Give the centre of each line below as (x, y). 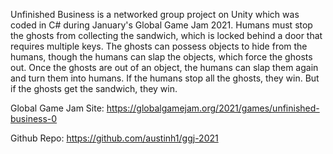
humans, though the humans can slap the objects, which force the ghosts (161, 57)
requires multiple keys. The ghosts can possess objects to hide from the (159, 46)
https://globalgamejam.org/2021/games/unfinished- (213, 108)
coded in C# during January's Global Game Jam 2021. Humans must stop (161, 25)
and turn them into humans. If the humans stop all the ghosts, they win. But (165, 78)
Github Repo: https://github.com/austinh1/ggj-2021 (114, 138)
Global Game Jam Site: (57, 108)
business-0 (34, 118)
